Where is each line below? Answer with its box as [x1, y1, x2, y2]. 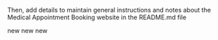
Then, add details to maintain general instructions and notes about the [7, 6, 212, 14]
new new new [7, 27, 48, 34]
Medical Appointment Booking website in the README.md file [7, 13, 187, 21]
